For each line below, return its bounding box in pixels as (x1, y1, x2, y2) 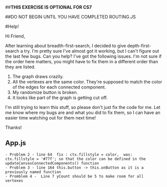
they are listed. (5, 64, 36, 70)
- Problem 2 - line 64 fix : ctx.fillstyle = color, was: (5, 152, 133, 157)
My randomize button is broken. (12, 90, 78, 95)
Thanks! (5, 124, 22, 130)
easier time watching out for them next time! (5, 115, 96, 121)
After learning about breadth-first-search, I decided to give (5, 43, 126, 49)
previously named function (5, 169, 61, 175)
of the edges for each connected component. (12, 84, 106, 90)
